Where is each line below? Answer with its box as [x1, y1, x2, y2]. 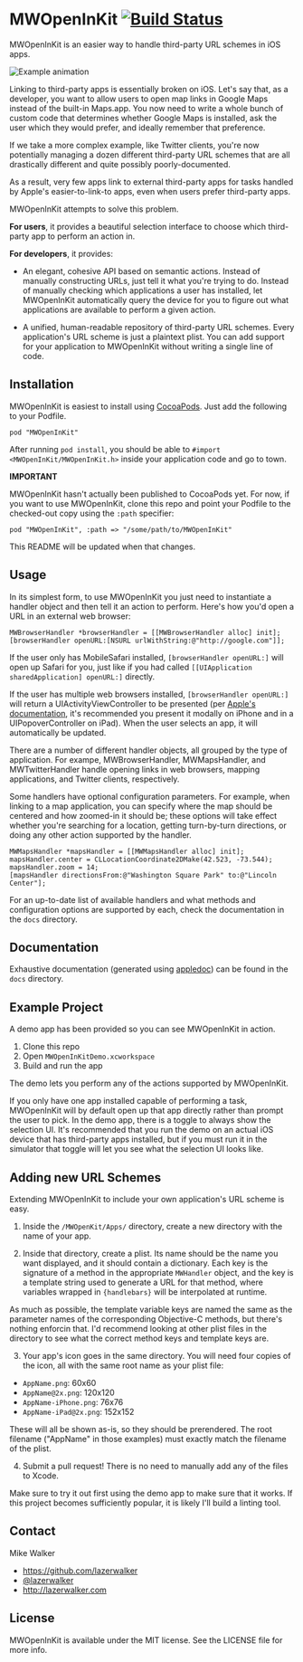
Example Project [9, 1000, 104, 1015]
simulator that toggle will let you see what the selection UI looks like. [9, 1144, 264, 1154]
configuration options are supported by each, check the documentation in [9, 904, 285, 915]
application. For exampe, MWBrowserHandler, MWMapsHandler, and [9, 754, 266, 765]
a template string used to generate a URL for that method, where [22, 1277, 264, 1287]
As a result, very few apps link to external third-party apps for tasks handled [9, 176, 294, 187]
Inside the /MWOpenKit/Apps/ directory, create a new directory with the [22, 1221, 283, 1231]
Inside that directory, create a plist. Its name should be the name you [22, 1249, 279, 1258]
